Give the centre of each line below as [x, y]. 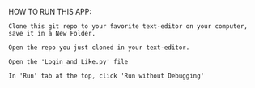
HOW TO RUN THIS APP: [50, 12]
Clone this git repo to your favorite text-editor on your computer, [128, 27]
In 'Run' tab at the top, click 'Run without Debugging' [106, 76]
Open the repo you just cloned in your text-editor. [99, 48]
